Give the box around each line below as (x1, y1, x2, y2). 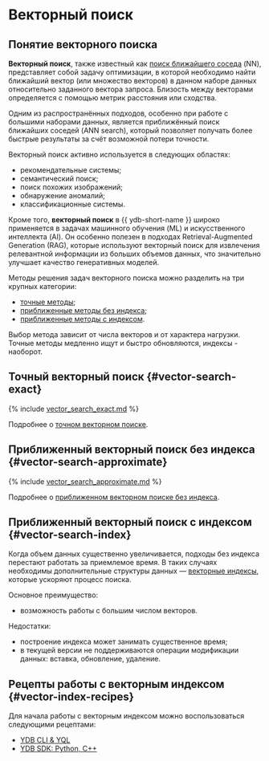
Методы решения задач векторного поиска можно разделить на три (8, 273, 245, 283)
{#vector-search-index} (8, 528, 132, 542)
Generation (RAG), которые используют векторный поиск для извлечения (8, 241, 260, 250)
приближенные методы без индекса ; (19, 306, 147, 315)
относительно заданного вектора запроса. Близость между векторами (8, 84, 254, 94)
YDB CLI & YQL (19, 735, 71, 745)
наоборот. (8, 347, 43, 356)
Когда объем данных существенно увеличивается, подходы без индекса (8, 549, 259, 559)
